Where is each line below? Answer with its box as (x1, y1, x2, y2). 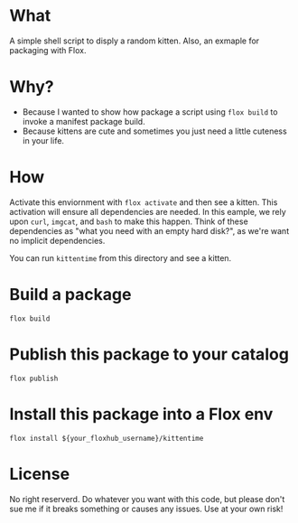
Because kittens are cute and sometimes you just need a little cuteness (22, 126, 287, 136)
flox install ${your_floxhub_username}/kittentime (9, 434, 204, 443)
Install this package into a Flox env (9, 404, 274, 425)
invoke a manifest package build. (22, 116, 146, 126)
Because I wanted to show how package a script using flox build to (22, 106, 278, 117)
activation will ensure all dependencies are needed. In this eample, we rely (9, 206, 286, 217)
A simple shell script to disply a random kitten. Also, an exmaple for (9, 35, 260, 46)
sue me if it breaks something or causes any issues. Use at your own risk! (9, 503, 284, 514)
